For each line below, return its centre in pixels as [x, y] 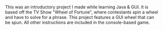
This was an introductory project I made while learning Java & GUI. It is [77, 7]
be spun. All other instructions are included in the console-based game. [78, 22]
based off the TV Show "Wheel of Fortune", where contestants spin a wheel [82, 12]
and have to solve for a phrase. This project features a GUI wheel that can [80, 17]
